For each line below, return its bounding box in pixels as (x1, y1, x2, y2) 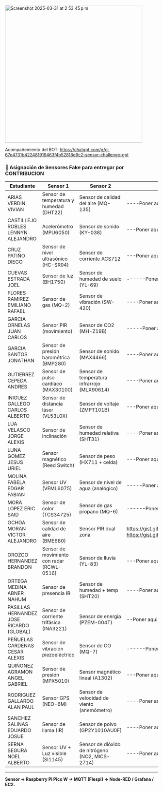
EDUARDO (7, 727, 32, 734)
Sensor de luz (42, 272, 74, 279)
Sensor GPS (42, 695, 69, 701)
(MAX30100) (42, 386, 73, 393)
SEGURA (7, 747, 28, 754)
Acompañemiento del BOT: (5, 147, 59, 153)
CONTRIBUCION (5, 170, 44, 177)
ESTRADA (7, 275, 30, 282)
